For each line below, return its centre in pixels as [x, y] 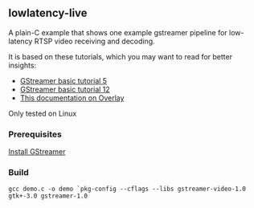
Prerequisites [35, 134]
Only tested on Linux [43, 113]
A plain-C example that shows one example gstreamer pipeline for [118, 32]
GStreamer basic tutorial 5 [63, 80]
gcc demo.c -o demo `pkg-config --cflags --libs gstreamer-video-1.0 [127, 189]
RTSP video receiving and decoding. [94, 41]
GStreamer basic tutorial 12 [65, 89]
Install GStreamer [37, 152]
